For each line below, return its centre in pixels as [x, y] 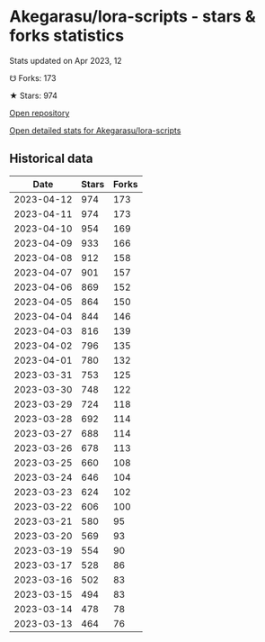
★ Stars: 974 [34, 95]
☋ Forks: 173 [33, 77]
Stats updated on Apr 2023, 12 [66, 60]
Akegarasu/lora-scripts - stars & [132, 17]
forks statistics [66, 36]
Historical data [51, 159]
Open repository [40, 113]
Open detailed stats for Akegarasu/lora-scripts [95, 130]
